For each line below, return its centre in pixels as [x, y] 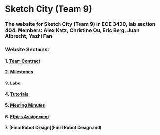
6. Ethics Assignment [27, 116]
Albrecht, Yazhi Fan [29, 36]
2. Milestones [19, 72]
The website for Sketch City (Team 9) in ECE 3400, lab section [80, 24]
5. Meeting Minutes [25, 105]
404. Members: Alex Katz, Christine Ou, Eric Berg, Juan [72, 30]
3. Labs [13, 83]
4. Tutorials [17, 94]
